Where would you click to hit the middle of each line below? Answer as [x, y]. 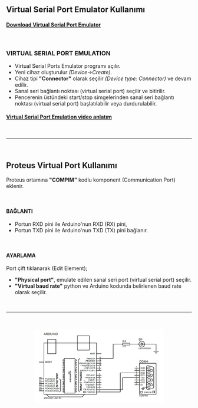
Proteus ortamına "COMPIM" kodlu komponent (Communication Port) [91, 180]
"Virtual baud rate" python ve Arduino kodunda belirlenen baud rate [98, 286]
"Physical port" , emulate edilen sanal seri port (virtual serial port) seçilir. [103, 280]
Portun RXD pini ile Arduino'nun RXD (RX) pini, [71, 224]
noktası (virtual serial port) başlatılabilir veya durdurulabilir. [86, 103]
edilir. [21, 84]
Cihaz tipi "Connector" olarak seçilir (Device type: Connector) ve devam [103, 78]
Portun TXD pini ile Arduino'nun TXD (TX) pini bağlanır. [81, 231]
